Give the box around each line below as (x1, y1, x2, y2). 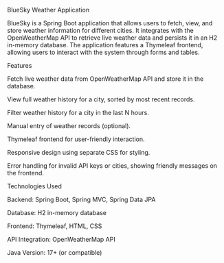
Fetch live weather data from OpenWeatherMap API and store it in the (7, 75, 204, 83)
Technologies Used (7, 182, 62, 190)
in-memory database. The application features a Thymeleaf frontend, (7, 41, 203, 49)
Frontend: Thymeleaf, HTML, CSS (7, 222, 102, 230)
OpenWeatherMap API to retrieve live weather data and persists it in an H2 (7, 34, 218, 42)
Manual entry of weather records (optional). (7, 122, 131, 129)
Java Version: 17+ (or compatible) (7, 249, 102, 256)
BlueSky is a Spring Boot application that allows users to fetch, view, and (7, 19, 213, 27)
